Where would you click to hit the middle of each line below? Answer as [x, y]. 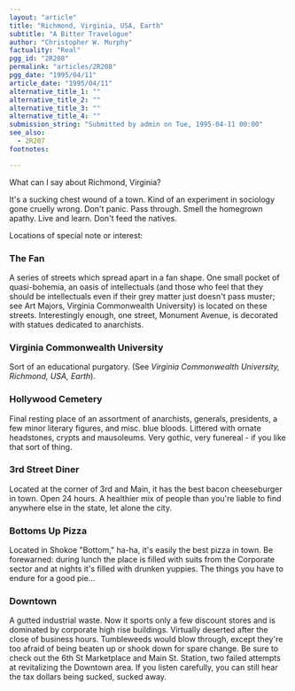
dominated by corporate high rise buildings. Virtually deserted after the [139, 630]
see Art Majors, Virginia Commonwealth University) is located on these [138, 306]
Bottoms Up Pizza [48, 531]
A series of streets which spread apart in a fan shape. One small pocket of [145, 277]
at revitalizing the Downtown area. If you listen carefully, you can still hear [144, 668]
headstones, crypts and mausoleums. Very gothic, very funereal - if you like [147, 437]
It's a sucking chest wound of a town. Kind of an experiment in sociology [142, 199]
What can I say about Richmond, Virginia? [85, 182]
